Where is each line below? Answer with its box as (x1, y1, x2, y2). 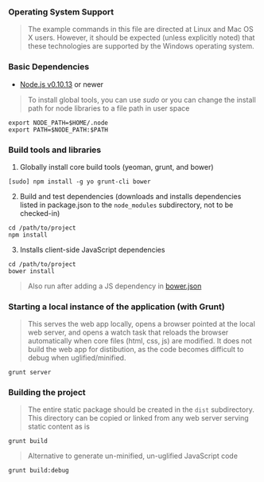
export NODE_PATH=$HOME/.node (8, 119, 109, 127)
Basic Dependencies (8, 61, 90, 72)
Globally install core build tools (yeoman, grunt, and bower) (19, 162, 214, 171)
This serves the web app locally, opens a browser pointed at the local (27, 319, 256, 329)
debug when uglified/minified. (27, 353, 126, 362)
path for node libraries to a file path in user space (27, 103, 190, 113)
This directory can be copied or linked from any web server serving (27, 413, 249, 423)
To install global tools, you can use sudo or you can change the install (27, 95, 256, 104)
